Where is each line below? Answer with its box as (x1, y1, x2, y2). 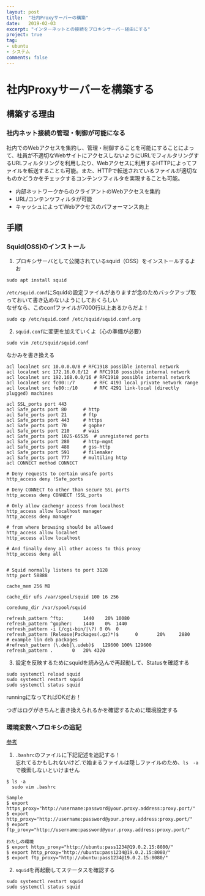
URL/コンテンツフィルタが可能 (15, 195, 92, 203)
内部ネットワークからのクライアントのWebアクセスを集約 (15, 187, 161, 195)
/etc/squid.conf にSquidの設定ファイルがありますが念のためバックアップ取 (6, 289, 196, 296)
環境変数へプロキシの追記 (6, 723, 82, 732)
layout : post (6, 9, 40, 15)
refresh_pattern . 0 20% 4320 (6, 648, 105, 654)
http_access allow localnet (6, 530, 78, 536)
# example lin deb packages (6, 637, 78, 643)
